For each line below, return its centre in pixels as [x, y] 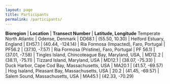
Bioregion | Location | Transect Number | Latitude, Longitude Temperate [83, 34]
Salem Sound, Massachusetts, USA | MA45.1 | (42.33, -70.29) [70, 76]
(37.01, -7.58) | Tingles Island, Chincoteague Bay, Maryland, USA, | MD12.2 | [84, 55]
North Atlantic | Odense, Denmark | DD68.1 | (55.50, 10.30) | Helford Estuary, [85, 39]
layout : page [19, 10]
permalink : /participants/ [34, 19]
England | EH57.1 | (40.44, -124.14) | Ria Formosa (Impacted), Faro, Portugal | [85, 44]
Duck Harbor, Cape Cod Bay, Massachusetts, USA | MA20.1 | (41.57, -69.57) [84, 65]
